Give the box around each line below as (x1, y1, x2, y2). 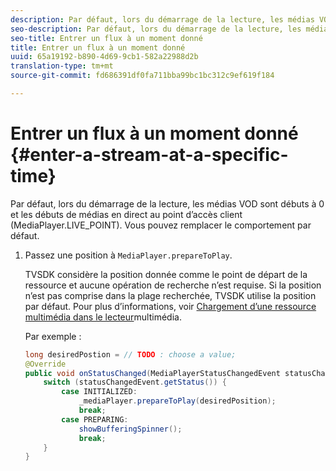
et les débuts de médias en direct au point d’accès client (10, 208, 243, 220)
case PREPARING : (61, 414, 129, 425)
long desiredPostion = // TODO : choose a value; (24, 349, 237, 360)
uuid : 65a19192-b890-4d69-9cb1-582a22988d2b (10, 52, 199, 62)
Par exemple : (24, 330, 82, 342)
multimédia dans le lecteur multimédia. (24, 311, 182, 323)
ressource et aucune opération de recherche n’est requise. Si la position (24, 279, 322, 291)
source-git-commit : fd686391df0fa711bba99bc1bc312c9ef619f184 (10, 71, 275, 81)
